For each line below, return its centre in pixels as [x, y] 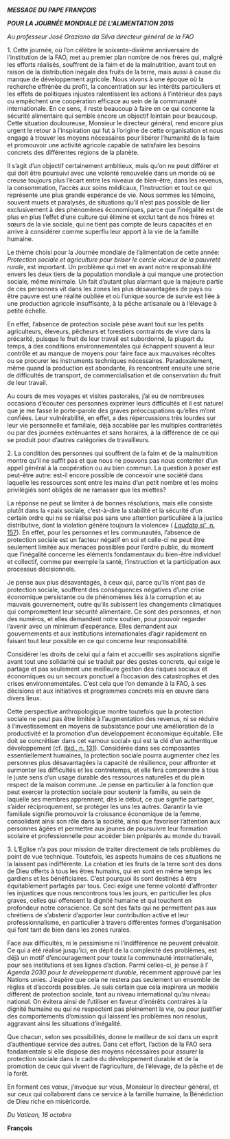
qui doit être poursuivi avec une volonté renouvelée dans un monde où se [111, 173]
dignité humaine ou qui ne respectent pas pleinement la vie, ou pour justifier [115, 1009]
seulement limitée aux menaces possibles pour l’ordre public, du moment [111, 547]
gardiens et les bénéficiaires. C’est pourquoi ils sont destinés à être [102, 878]
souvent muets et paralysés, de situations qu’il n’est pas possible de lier [109, 202]
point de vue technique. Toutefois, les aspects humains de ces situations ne [114, 856]
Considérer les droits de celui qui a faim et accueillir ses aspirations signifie [114, 654]
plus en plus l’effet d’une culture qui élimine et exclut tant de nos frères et [111, 217]
